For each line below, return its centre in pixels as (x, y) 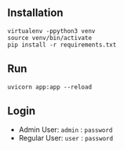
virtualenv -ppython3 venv (51, 31)
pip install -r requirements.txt (62, 45)
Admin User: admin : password (66, 130)
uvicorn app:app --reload (49, 87)
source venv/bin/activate (49, 38)
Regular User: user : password (66, 138)
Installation (35, 13)
